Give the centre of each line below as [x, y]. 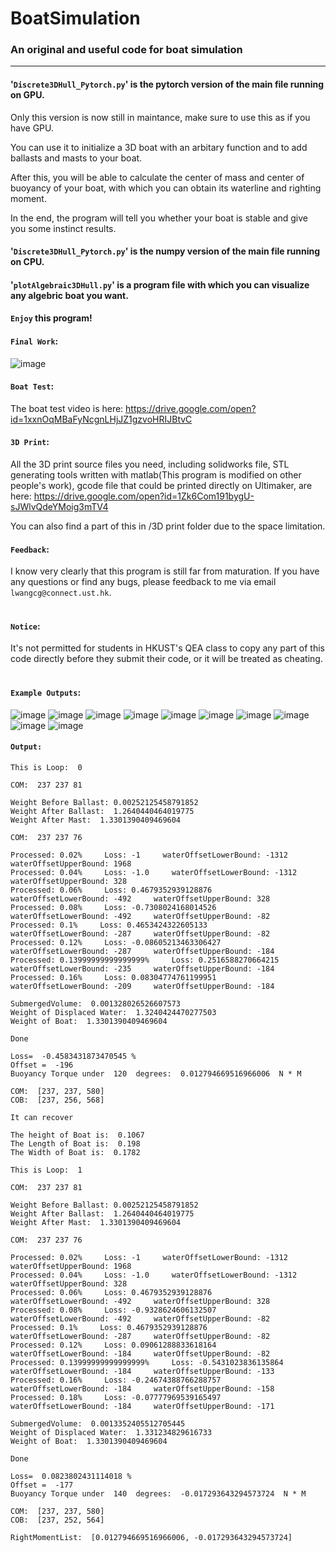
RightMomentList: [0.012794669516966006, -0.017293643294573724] [151, 1537]
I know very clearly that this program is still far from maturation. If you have [165, 571]
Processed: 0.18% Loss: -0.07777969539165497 [116, 1397]
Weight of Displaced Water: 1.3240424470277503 [113, 1012]
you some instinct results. [63, 228]
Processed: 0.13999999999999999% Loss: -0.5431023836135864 [147, 1362]
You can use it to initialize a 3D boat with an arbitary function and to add [159, 147]
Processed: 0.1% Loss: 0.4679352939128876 [109, 1327]
